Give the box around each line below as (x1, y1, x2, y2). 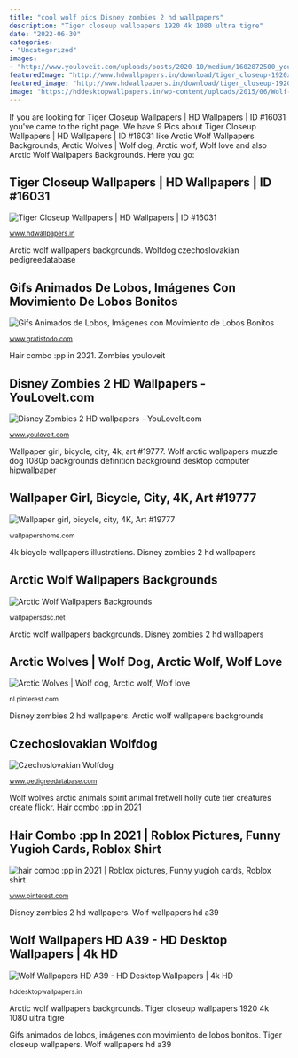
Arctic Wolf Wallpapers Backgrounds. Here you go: (9, 149, 195, 160)
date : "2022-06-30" (9, 29, 82, 38)
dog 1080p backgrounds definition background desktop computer (9, 455, 250, 466)
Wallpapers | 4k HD (9, 946, 118, 962)
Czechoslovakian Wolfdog (9, 736, 158, 751)
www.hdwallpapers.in (9, 230, 75, 239)
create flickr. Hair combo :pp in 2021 (9, 802, 142, 812)
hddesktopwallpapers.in (9, 987, 82, 996)
